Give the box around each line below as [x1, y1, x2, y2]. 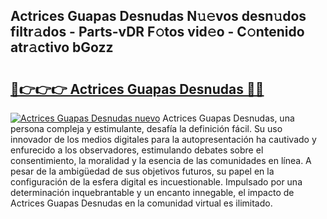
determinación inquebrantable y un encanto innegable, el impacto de [10, 187, 295, 198]
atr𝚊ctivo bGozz [10, 39, 114, 56]
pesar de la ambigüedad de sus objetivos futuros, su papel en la [10, 165, 275, 177]
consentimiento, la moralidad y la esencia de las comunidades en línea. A [10, 155, 312, 166]
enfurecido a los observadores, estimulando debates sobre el [10, 144, 264, 156]
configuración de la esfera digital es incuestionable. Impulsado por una [10, 176, 303, 188]
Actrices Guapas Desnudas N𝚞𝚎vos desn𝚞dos [10, 8, 307, 25]
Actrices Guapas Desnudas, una [162, 112, 295, 124]
